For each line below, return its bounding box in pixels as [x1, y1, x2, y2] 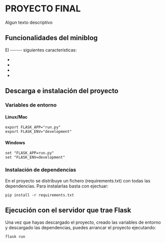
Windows [5, 139, 25, 145]
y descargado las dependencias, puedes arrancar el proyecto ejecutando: [5, 224, 156, 231]
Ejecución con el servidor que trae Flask [5, 206, 131, 215]
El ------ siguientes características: [5, 47, 77, 53]
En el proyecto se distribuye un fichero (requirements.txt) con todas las [5, 178, 151, 183]
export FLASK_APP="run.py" [5, 125, 61, 130]
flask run [5, 234, 26, 239]
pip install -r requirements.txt [5, 192, 74, 197]
